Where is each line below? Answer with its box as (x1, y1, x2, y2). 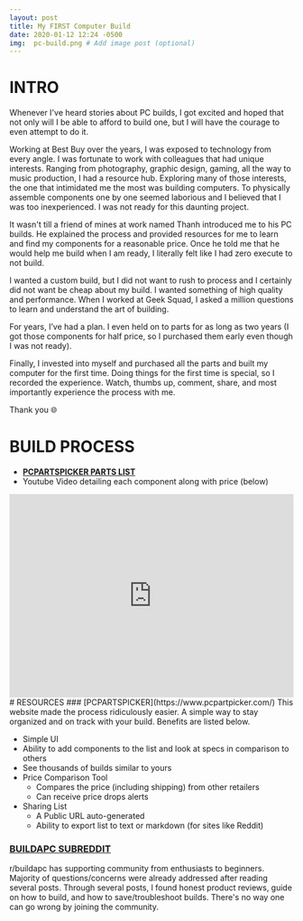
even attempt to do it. (9, 127, 88, 137)
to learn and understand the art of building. (9, 304, 170, 315)
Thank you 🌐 (9, 404, 58, 416)
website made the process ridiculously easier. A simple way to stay (9, 707, 259, 718)
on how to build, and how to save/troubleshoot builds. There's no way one (9, 892, 285, 903)
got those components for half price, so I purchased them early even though (9, 331, 293, 342)
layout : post (9, 13, 59, 23)
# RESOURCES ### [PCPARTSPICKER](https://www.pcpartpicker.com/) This (9, 697, 294, 708)
